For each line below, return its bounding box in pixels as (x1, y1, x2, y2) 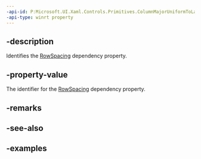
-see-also (6, 123, 44, 133)
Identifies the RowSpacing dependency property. (6, 52, 127, 60)
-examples (6, 143, 47, 154)
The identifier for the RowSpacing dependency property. (6, 85, 145, 93)
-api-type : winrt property (6, 14, 74, 20)
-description (6, 36, 54, 47)
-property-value (6, 69, 68, 79)
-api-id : (6, 8, 28, 15)
